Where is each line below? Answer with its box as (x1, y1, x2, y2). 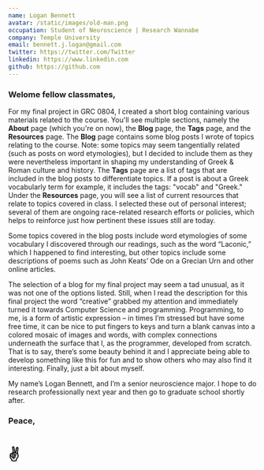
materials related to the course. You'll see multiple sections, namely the (8, 115, 240, 125)
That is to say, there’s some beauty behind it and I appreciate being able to (8, 347, 251, 356)
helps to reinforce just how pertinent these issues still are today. (8, 216, 216, 226)
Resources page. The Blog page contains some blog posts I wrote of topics (8, 132, 255, 142)
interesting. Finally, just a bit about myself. (8, 364, 145, 373)
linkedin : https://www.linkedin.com (8, 56, 128, 64)
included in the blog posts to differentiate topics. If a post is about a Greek (8, 174, 249, 184)
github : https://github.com (8, 63, 101, 71)
